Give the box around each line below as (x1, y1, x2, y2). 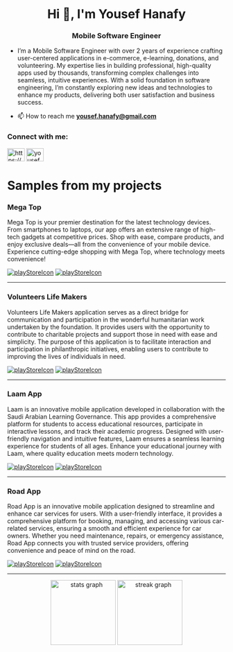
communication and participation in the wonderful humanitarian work (7, 315, 205, 324)
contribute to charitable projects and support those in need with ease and (7, 330, 218, 338)
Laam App (7, 389, 42, 399)
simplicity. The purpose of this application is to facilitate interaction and (7, 337, 212, 346)
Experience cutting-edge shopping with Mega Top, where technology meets (7, 247, 225, 256)
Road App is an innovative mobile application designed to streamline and (7, 502, 215, 511)
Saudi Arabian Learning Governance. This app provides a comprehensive (7, 412, 216, 421)
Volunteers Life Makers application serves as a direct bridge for (7, 308, 189, 316)
